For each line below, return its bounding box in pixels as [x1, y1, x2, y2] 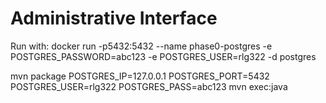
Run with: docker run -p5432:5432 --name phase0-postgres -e [10, 40, 273, 52]
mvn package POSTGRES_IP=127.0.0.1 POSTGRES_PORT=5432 [10, 70, 270, 82]
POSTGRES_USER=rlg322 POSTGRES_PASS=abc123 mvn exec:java [10, 80, 288, 92]
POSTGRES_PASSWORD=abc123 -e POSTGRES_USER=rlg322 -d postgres [10, 50, 317, 62]
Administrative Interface [10, 7, 218, 30]
